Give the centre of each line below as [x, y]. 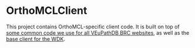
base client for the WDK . [36, 39]
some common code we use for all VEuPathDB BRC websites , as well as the [98, 32]
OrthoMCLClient [47, 11]
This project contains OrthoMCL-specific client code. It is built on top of [93, 27]
